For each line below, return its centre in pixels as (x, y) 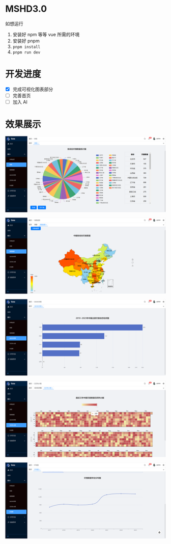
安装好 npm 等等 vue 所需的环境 (46, 34)
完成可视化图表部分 (33, 89)
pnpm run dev (26, 52)
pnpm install (26, 47)
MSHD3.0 (26, 9)
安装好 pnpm (26, 41)
